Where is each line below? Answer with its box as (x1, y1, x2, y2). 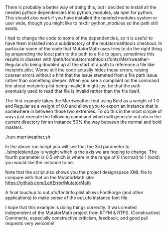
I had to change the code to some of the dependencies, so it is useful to (5, 35, 153, 41)
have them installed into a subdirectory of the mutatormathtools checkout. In (5, 40, 163, 46)
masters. (5, 124, 23, 130)
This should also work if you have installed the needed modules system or (5, 15, 158, 20)
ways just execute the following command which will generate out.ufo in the (5, 114, 161, 119)
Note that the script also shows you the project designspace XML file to (5, 169, 153, 175)
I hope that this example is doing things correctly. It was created (5, 205, 137, 210)
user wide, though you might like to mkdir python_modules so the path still (5, 20, 158, 26)
